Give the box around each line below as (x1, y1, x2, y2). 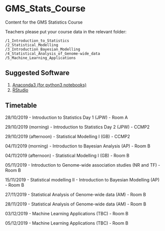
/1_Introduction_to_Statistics (5, 38, 69, 43)
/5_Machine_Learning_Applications (5, 55, 76, 60)
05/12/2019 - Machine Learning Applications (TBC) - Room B (5, 220, 129, 226)
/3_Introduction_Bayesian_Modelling (5, 47, 80, 52)
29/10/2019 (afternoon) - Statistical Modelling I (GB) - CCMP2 (5, 133, 131, 139)
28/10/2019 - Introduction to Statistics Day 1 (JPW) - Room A (5, 114, 128, 120)
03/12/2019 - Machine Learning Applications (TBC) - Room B (5, 210, 129, 216)
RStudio (12, 87, 29, 93)
